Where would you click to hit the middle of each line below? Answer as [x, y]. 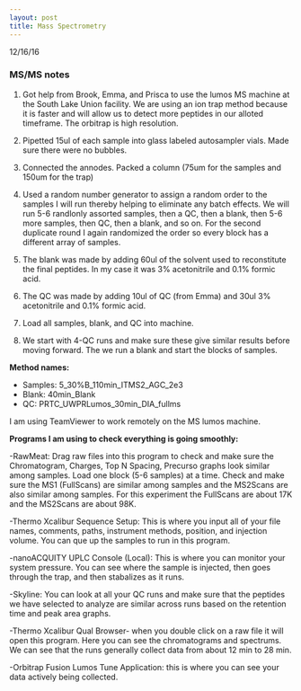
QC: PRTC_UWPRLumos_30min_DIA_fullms [102, 403]
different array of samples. [71, 242]
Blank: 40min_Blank [59, 394]
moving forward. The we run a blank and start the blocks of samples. [150, 350]
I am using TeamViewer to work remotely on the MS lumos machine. [135, 421]
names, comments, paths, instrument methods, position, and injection [138, 530]
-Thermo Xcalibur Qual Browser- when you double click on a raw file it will [147, 631]
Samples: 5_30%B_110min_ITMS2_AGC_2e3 [103, 385]
